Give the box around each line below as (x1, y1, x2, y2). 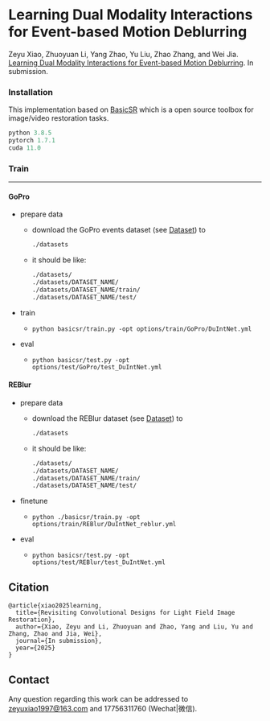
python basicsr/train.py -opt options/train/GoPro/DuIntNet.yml (31, 324, 252, 333)
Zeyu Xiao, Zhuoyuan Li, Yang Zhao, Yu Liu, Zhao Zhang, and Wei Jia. (8, 49, 239, 59)
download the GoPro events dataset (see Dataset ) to (31, 225, 207, 235)
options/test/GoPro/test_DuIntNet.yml (31, 363, 162, 371)
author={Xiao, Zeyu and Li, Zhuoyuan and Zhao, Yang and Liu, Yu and (15, 623, 253, 631)
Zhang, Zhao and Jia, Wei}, (8, 630, 103, 638)
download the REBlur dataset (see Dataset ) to (31, 413, 183, 423)
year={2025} (15, 644, 56, 653)
